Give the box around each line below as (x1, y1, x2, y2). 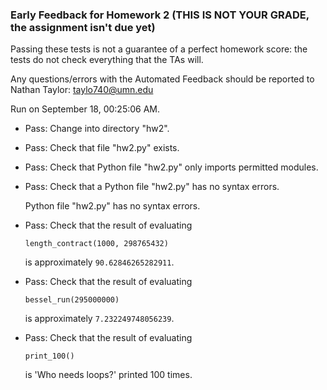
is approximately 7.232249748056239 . (24, 313, 175, 325)
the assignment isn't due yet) (10, 20, 156, 34)
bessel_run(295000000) (24, 295, 120, 305)
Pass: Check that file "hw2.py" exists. (24, 142, 180, 154)
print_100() (24, 351, 75, 362)
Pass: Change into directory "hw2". (24, 123, 170, 135)
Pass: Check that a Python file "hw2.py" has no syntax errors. (24, 181, 280, 193)
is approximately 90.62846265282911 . (24, 256, 175, 268)
